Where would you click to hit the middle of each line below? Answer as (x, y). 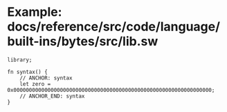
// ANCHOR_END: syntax (52, 96)
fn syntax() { (28, 72)
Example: (35, 12)
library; (20, 59)
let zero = (35, 84)
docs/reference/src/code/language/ (113, 27)
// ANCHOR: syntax (46, 78)
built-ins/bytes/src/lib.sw (83, 41)
